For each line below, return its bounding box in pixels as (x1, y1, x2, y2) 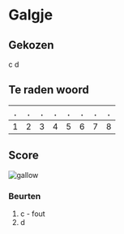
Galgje (8, 6, 53, 24)
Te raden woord (8, 83, 89, 97)
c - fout (19, 209, 46, 219)
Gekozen (8, 38, 54, 52)
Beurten (8, 190, 41, 201)
